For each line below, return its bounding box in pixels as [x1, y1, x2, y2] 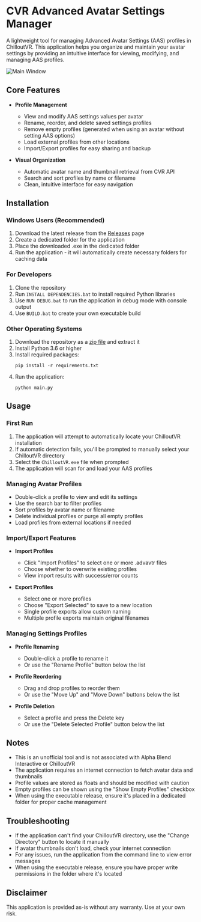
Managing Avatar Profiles [6, 480, 82, 488]
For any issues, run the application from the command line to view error [14, 851, 192, 858]
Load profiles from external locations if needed [14, 519, 131, 527]
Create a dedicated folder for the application [14, 236, 125, 243]
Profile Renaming [14, 643, 59, 650]
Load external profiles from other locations [23, 138, 130, 145]
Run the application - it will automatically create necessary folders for [14, 249, 187, 256]
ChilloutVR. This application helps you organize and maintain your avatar [6, 43, 186, 50]
